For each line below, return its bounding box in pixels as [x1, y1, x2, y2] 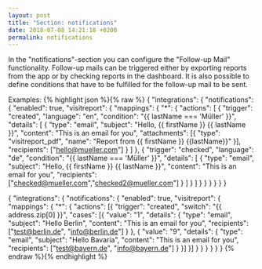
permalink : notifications [8, 33, 93, 42]
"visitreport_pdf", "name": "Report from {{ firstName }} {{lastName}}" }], [8, 136, 242, 146]
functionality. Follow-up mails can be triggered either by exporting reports [8, 64, 247, 73]
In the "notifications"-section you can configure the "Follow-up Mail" [8, 55, 231, 64]
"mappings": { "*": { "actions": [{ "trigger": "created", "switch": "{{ [8, 202, 222, 212]
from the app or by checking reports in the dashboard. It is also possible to [8, 71, 249, 81]
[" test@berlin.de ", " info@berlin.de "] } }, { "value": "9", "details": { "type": [8, 227, 243, 236]
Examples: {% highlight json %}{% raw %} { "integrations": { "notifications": [8, 95, 254, 104]
